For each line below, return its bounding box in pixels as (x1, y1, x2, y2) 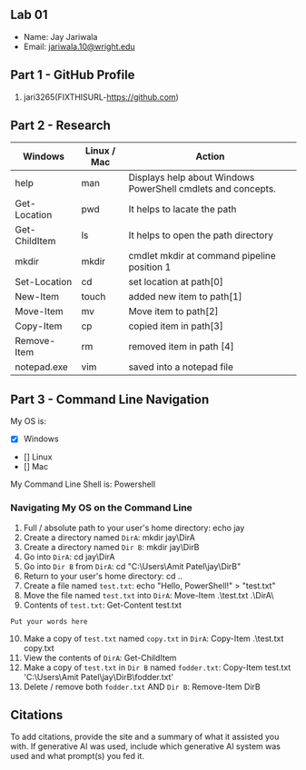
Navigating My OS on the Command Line (10, 501, 193, 514)
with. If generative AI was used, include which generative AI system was (10, 741, 281, 752)
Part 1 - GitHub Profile (10, 67, 135, 83)
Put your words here (10, 617, 89, 626)
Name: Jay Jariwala (23, 31, 98, 42)
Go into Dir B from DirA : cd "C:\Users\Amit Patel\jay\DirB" (23, 560, 242, 571)
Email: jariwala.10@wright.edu (23, 41, 135, 52)
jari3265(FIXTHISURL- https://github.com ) (23, 91, 180, 103)
